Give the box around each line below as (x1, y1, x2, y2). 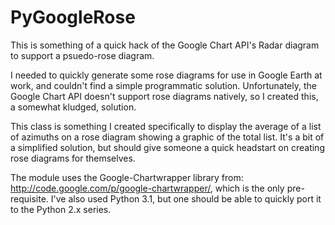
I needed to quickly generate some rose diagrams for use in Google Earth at (10, 69, 323, 81)
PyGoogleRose (10, 6, 136, 29)
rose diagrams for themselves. (10, 152, 136, 164)
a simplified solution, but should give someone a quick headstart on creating (10, 141, 325, 153)
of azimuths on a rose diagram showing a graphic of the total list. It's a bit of (10, 131, 325, 143)
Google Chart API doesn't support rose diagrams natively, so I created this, (10, 90, 319, 102)
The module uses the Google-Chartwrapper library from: (10, 171, 244, 183)
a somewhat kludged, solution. (10, 101, 137, 113)
